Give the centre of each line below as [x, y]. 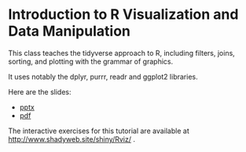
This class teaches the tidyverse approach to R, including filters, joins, [122, 53]
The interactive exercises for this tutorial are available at [99, 131]
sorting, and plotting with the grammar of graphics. [91, 61]
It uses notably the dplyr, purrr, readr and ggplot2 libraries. [103, 76]
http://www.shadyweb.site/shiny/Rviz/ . [72, 139]
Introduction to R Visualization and [123, 15]
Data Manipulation [70, 31]
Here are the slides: [40, 91]
